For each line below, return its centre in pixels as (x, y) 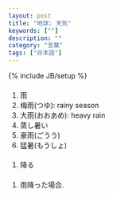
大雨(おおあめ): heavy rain (62, 115)
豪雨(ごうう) (40, 135)
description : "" (35, 38)
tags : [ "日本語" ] (35, 53)
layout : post (30, 16)
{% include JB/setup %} (48, 76)
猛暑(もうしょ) (43, 145)
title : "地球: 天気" (40, 23)
